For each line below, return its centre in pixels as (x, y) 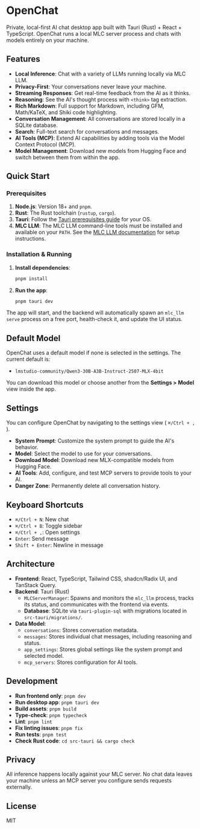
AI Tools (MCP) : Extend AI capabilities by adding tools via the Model (100, 138)
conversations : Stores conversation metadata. (81, 630)
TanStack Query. (36, 585)
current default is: (28, 359)
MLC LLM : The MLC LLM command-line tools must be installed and (98, 226)
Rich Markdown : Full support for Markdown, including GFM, (89, 106)
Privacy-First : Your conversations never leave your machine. (91, 86)
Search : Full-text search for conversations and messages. (87, 131)
